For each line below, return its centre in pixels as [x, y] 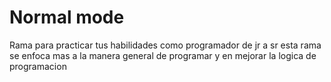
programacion [38, 66]
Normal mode [67, 17]
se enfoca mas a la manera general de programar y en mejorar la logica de [163, 55]
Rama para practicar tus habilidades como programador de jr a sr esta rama [165, 45]
